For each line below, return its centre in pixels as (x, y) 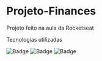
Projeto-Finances (51, 11)
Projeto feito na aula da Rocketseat (50, 28)
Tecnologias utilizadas (35, 39)
